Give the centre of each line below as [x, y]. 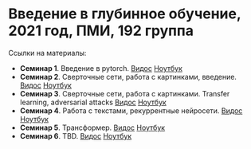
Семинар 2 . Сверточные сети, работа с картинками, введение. [128, 76]
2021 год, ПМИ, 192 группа [101, 31]
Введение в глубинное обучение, [125, 14]
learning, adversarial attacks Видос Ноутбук [93, 102]
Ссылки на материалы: [47, 53]
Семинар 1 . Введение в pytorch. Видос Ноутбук [101, 68]
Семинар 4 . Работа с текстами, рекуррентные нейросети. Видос [131, 110]
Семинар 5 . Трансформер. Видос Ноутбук [92, 127]
